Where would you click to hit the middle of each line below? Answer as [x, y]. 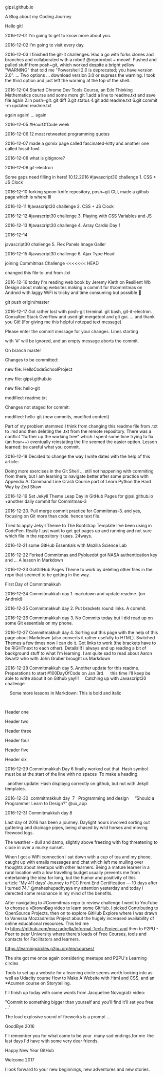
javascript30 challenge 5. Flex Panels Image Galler [55, 244]
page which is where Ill [28, 197]
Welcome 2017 [20, 1060]
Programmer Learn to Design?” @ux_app [46, 803]
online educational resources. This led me [47, 923]
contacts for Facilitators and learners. [43, 939]
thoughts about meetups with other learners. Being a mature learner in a [77, 867]
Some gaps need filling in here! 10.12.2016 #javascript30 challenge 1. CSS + [81, 177]
